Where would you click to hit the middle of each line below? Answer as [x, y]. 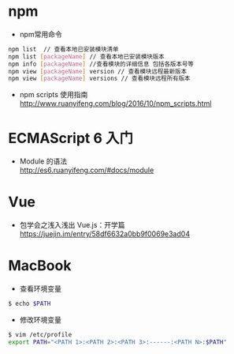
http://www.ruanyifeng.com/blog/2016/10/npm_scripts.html [115, 104]
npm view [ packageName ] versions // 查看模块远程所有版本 [99, 79]
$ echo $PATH [30, 304]
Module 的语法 [43, 161]
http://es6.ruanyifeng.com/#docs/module [87, 170]
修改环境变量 [40, 320]
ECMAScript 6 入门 [71, 138]
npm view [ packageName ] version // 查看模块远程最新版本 [98, 71]
